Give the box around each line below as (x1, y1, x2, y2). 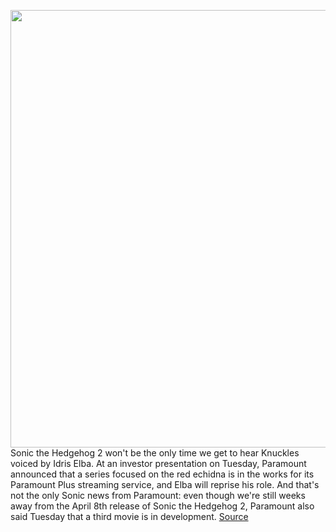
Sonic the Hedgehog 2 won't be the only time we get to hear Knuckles (10, 447, 300, 459)
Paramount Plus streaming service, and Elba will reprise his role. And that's (10, 479, 320, 490)
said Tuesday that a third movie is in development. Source (10, 511, 249, 522)
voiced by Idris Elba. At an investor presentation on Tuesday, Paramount (10, 458, 307, 469)
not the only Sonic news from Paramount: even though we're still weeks (10, 490, 306, 501)
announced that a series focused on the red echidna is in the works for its (10, 468, 315, 480)
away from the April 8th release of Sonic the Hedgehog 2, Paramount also (10, 500, 315, 512)
